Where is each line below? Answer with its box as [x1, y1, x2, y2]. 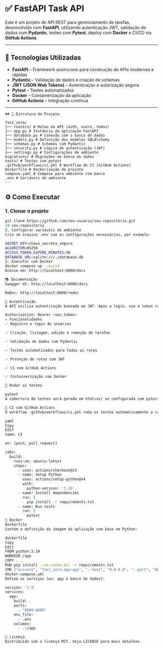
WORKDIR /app [5, 554, 32, 558]
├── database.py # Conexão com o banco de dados [5, 133, 105, 138]
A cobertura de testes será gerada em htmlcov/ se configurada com [5, 397, 145, 401]
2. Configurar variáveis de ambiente [5, 228, 81, 233]
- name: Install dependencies [17, 490, 79, 495]
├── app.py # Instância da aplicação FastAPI [5, 129, 98, 134]
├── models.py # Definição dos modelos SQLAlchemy [5, 137, 110, 142]
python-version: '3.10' [26, 486, 75, 491]
